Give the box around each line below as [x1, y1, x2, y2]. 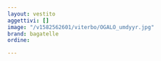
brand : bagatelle [7, 30, 59, 38]
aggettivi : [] [7, 17, 50, 24]
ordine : [7, 37, 31, 44]
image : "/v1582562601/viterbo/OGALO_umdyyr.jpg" [7, 23, 155, 30]
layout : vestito [7, 10, 56, 18]
